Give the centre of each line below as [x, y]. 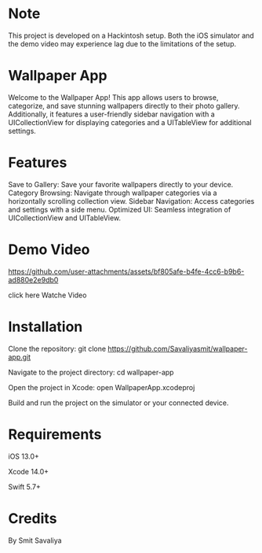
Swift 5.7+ [25, 487]
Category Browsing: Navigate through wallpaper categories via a [113, 193]
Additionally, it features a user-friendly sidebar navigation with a [112, 114]
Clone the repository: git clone [57, 348]
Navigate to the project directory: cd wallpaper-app [91, 372]
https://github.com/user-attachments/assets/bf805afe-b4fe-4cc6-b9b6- [126, 271]
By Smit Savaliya [35, 540]
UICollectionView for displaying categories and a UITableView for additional [130, 122]
